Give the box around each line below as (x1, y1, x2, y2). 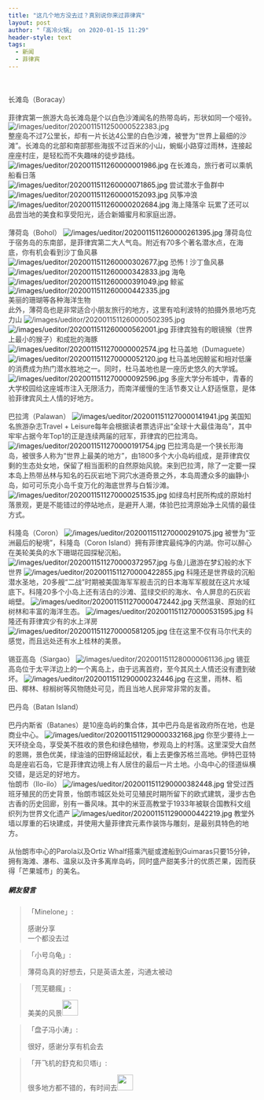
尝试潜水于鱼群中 (169, 180, 225, 189)
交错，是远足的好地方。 (8, 769, 84, 778)
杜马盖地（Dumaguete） (170, 344, 249, 354)
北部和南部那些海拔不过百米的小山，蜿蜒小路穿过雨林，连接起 (52, 141, 253, 150)
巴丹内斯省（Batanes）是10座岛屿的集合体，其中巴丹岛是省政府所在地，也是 (8, 720, 255, 730)
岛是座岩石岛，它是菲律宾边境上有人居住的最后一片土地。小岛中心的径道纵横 (8, 760, 256, 769)
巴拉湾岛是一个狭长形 (167, 441, 237, 451)
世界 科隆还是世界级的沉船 (8, 567, 255, 576)
